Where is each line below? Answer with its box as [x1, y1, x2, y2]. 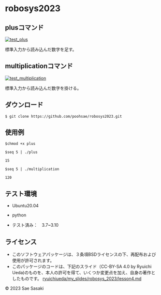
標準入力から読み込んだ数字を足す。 [5, 47, 77, 52]
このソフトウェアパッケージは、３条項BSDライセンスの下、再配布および [12, 251, 156, 257]
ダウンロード [5, 101, 44, 109]
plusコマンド [5, 23, 44, 31]
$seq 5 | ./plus [5, 150, 38, 155]
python [12, 212, 27, 218]
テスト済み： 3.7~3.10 [12, 222, 59, 228]
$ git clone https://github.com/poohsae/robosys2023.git [5, 114, 122, 119]
